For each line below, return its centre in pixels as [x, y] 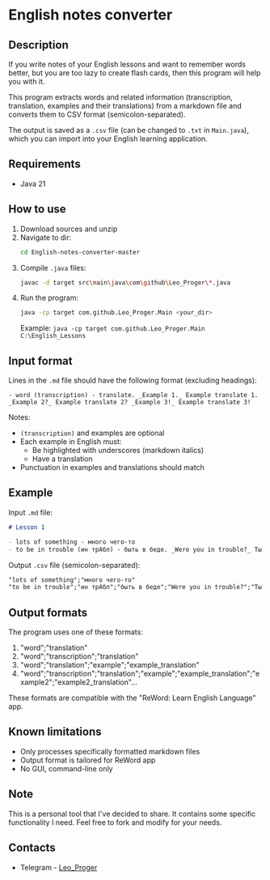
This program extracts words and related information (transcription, [120, 97]
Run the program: [49, 298]
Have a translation [62, 459]
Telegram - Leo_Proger [59, 867]
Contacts [32, 848]
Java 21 [33, 183]
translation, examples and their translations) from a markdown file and [125, 106]
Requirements [44, 164]
